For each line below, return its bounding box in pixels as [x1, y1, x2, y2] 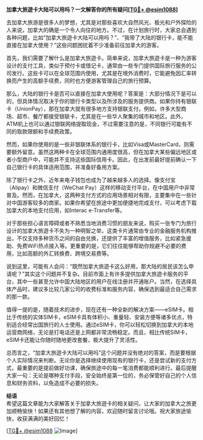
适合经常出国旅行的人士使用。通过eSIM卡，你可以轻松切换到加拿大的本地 [11, 321, 194, 328]
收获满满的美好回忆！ [16, 415, 70, 422]
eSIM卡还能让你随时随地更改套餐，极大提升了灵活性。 [6, 336, 141, 343]
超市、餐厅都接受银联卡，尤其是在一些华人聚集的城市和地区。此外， [16, 113, 186, 120]
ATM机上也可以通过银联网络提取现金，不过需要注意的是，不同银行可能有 [6, 121, 187, 127]
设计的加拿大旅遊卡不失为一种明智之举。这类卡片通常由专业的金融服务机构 [6, 227, 192, 234]
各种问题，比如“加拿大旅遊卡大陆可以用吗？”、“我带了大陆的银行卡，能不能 [6, 34, 193, 41]
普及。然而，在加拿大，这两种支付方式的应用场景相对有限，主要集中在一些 [6, 192, 192, 199]
